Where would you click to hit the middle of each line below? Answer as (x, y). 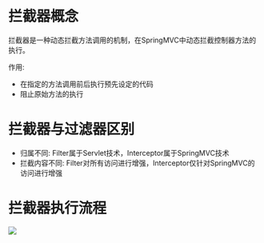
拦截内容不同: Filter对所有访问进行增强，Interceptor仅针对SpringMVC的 (137, 163)
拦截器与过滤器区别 (72, 129)
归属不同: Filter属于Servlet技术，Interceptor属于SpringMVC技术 (124, 153)
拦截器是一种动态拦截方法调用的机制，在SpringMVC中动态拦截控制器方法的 (132, 40)
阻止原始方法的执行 (52, 94)
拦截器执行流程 (58, 208)
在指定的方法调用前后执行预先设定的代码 (86, 84)
